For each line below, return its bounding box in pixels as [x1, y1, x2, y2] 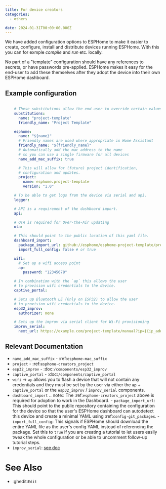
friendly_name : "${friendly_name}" [18, 143, 92, 148]
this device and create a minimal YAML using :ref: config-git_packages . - [12, 413, 160, 419]
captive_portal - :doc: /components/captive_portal [12, 371, 116, 377]
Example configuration [5, 89, 77, 97]
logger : [14, 197, 30, 203]
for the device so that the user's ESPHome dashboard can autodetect [12, 408, 154, 414]
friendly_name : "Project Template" [18, 120, 92, 125]
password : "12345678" [23, 270, 68, 275]
